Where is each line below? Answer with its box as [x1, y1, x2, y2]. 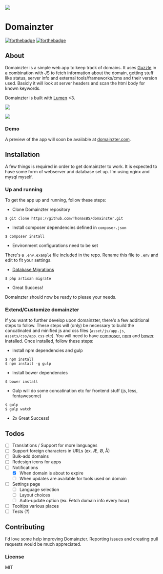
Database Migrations [12, 266, 55, 273]
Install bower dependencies [12, 370, 68, 376]
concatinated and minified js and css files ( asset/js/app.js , [5, 328, 125, 334]
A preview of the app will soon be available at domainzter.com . [5, 137, 131, 143]
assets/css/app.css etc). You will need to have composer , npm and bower [5, 333, 154, 339]
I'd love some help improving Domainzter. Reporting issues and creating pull [5, 536, 158, 542]
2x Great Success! [12, 415, 50, 421]
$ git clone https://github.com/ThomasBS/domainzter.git [5, 216, 123, 221]
